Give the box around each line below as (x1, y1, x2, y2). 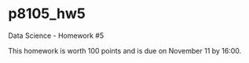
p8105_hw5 (8, 5, 86, 23)
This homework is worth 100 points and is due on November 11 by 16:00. (8, 46, 242, 55)
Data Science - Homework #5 (8, 31, 104, 40)
